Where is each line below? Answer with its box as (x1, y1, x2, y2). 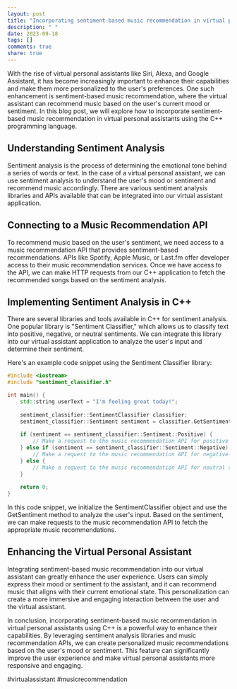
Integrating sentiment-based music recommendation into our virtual (7, 564, 204, 573)
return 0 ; (20, 484, 49, 491)
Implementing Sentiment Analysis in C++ (7, 296, 192, 308)
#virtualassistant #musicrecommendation (7, 675, 128, 683)
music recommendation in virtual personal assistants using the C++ (27, 114, 224, 122)
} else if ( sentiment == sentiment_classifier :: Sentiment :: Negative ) (20, 444, 229, 451)
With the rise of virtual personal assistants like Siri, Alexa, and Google (7, 69, 209, 78)
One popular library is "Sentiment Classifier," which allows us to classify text (7, 323, 229, 331)
